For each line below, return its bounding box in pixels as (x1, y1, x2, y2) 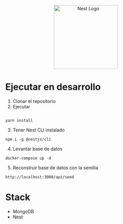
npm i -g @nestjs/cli (5, 137, 52, 142)
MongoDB (12, 208, 34, 214)
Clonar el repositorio (12, 98, 56, 104)
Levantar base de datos (12, 146, 63, 152)
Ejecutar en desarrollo (5, 81, 101, 93)
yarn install (5, 118, 33, 123)
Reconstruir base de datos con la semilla (12, 164, 99, 171)
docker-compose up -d (5, 155, 52, 161)
